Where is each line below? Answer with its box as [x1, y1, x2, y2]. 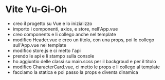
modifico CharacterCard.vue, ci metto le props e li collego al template [12, 64, 160, 70]
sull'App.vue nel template [12, 42, 67, 48]
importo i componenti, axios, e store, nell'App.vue [12, 25, 118, 32]
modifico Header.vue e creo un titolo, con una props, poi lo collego [12, 37, 155, 43]
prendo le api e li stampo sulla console [12, 52, 95, 59]
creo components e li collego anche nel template [12, 31, 117, 37]
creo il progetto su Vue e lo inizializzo [12, 20, 93, 26]
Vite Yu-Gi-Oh [5, 4, 67, 15]
